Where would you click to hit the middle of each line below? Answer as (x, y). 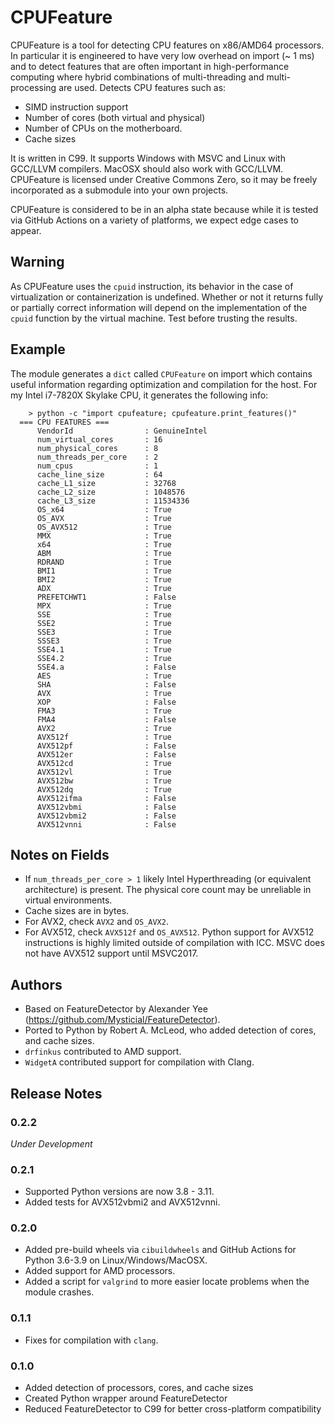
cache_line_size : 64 (99, 474)
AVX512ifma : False (106, 798)
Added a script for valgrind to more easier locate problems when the (167, 1282)
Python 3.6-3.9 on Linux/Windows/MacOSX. (116, 1260)
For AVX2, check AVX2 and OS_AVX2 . (96, 922)
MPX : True (104, 606)
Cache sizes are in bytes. (77, 911)
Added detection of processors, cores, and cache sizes (139, 1388)
